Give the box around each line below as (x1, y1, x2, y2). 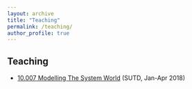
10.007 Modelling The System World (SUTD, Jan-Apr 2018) (17, 74, 186, 82)
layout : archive (7, 10, 54, 17)
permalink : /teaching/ (7, 23, 73, 30)
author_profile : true (7, 29, 70, 37)
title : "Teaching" (7, 17, 60, 24)
